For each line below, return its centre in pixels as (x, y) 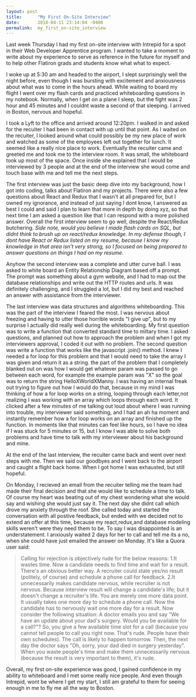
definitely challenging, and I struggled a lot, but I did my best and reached (95, 289)
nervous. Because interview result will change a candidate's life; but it (104, 590)
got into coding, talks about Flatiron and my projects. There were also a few (97, 190)
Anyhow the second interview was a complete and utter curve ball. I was (94, 264)
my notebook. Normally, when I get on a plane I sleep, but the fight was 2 (94, 100)
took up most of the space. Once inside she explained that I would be (90, 160)
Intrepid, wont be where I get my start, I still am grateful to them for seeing (96, 682)
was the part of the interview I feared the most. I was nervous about (88, 313)
